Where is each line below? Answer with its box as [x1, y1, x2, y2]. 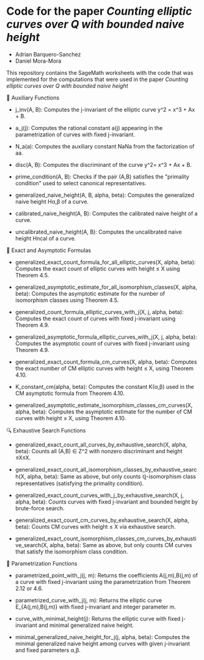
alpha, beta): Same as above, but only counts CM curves [49, 541, 192, 548]
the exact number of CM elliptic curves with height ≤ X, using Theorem [15, 364, 194, 372]
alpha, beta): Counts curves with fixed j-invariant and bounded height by [15, 498, 199, 505]
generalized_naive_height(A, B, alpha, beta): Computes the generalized [15, 191, 194, 199]
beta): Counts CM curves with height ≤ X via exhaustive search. [15, 523, 176, 530]
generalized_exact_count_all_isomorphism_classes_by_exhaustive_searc [15, 466, 197, 473]
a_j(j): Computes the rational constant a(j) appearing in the [15, 124, 163, 131]
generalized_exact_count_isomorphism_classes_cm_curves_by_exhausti [15, 535, 197, 542]
